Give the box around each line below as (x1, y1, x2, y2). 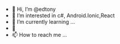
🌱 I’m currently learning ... (11, 18, 75, 25)
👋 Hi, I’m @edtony (11, 6, 56, 12)
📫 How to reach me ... (11, 32, 67, 38)
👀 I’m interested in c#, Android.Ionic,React (11, 12, 115, 19)
